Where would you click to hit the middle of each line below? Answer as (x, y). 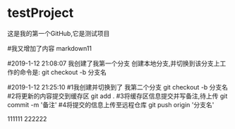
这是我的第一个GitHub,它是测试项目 (59, 33)
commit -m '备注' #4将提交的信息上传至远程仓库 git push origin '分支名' (111, 104)
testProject (41, 13)
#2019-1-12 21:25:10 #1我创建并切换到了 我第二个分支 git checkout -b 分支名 (117, 87)
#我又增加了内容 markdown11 (50, 48)
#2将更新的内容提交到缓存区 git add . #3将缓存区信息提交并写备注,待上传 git (117, 96)
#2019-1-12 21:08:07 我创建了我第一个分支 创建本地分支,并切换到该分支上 (114, 63)
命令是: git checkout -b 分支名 (63, 72)
